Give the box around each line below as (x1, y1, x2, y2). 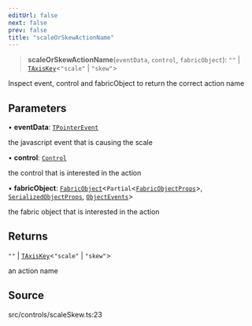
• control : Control (8, 153, 67, 162)
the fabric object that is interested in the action (8, 207, 160, 217)
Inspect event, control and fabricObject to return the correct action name (8, 79, 245, 88)
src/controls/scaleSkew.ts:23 (8, 309, 102, 319)
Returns (8, 230, 49, 243)
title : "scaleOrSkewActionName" (8, 33, 114, 42)
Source (8, 289, 45, 302)
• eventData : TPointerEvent (8, 123, 98, 132)
